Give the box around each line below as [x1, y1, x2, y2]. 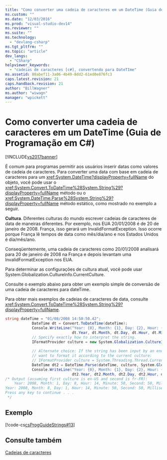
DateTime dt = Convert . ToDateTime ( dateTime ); [31, 321, 128, 326]
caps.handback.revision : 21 [5, 81, 64, 86]
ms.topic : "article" [5, 49, 48, 54]
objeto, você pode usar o [5, 179, 57, 185]
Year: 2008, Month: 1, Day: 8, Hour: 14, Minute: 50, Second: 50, [14, 381, 155, 386]
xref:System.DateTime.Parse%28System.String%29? [5, 195, 114, 201]
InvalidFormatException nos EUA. [5, 257, 74, 263]
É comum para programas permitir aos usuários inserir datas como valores [5, 163, 158, 169]
